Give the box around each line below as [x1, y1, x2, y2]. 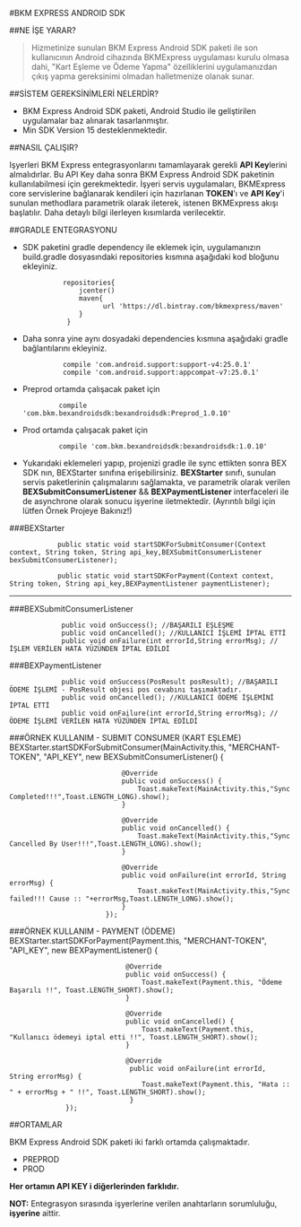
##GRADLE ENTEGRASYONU [9, 224, 118, 235]
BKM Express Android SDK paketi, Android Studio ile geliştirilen [21, 106, 257, 116]
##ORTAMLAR [9, 1119, 63, 1129]
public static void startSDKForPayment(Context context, [56, 571, 275, 580]
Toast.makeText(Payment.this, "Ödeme [142, 978, 282, 987]
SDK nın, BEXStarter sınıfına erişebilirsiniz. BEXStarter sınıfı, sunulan [21, 467, 276, 478]
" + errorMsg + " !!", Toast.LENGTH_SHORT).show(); [9, 1088, 206, 1097]
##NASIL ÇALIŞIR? [9, 143, 79, 152]
